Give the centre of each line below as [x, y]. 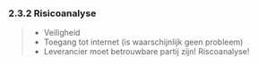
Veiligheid [62, 33]
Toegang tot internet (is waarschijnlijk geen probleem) [143, 42]
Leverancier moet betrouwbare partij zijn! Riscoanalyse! [146, 52]
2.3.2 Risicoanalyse [52, 13]
